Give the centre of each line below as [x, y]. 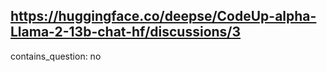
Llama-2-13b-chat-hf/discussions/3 [126, 32]
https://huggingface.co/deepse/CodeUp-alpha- [163, 16]
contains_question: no [56, 56]
